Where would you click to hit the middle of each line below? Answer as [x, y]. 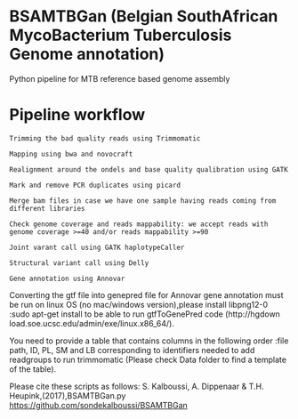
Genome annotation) [87, 54]
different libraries [48, 208]
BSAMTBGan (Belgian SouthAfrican [144, 16]
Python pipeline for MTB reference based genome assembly [120, 78]
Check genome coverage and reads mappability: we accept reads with [139, 224]
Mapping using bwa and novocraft [71, 154]
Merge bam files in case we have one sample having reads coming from [143, 201]
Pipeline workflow [77, 115]
